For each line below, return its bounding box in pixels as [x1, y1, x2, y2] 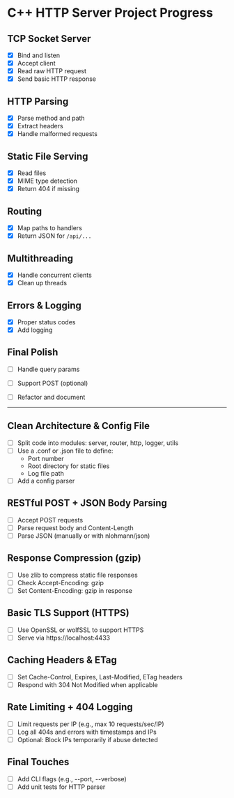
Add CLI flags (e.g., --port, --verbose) [17, 774, 127, 783]
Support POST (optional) [17, 379, 88, 387]
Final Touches [7, 756, 70, 768]
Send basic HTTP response [17, 75, 96, 83]
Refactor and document [17, 393, 86, 401]
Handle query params [17, 365, 80, 373]
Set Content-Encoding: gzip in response [17, 587, 133, 594]
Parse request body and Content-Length [17, 523, 134, 532]
